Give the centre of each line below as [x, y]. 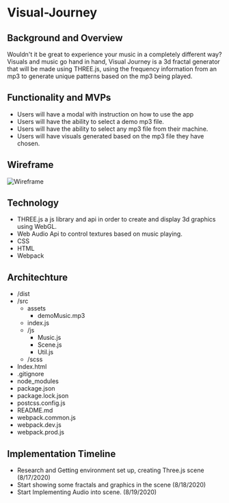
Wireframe [30, 165]
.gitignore [30, 374]
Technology [33, 203]
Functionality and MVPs [59, 98]
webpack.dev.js [39, 425]
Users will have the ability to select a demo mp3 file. [90, 121]
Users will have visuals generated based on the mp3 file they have [110, 136]
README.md [35, 410]
